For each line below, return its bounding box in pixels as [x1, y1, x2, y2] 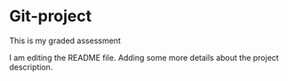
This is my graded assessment [9, 35, 122, 46]
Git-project [9, 6, 92, 26]
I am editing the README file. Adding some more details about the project [9, 52, 279, 63]
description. [9, 62, 53, 72]
